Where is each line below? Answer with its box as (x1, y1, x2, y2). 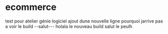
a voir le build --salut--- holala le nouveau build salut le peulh (5, 23, 133, 29)
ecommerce (5, 1, 57, 13)
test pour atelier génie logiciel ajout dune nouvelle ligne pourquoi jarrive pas (5, 18, 163, 24)
